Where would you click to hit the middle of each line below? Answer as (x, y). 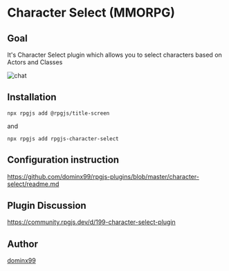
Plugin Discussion (47, 206)
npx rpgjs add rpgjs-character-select (63, 139)
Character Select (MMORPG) (91, 13)
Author (22, 244)
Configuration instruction (63, 160)
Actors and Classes (35, 62)
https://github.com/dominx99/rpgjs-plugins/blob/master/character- (103, 176)
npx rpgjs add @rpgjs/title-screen (58, 113)
